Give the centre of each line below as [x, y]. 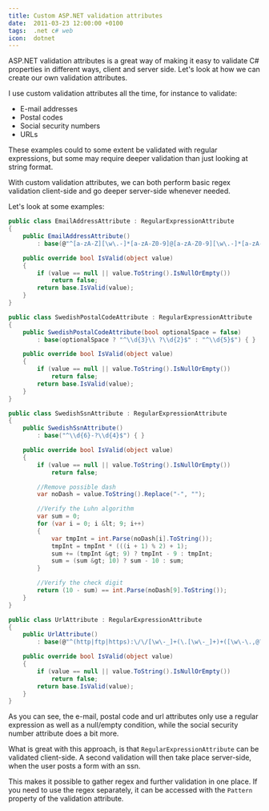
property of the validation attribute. [66, 799]
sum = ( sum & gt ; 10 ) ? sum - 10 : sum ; [118, 561]
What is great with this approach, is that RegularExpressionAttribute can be [134, 749]
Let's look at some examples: [56, 207]
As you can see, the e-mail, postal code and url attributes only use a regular [133, 716]
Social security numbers [60, 126]
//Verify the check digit [80, 583]
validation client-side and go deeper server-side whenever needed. [119, 191]
